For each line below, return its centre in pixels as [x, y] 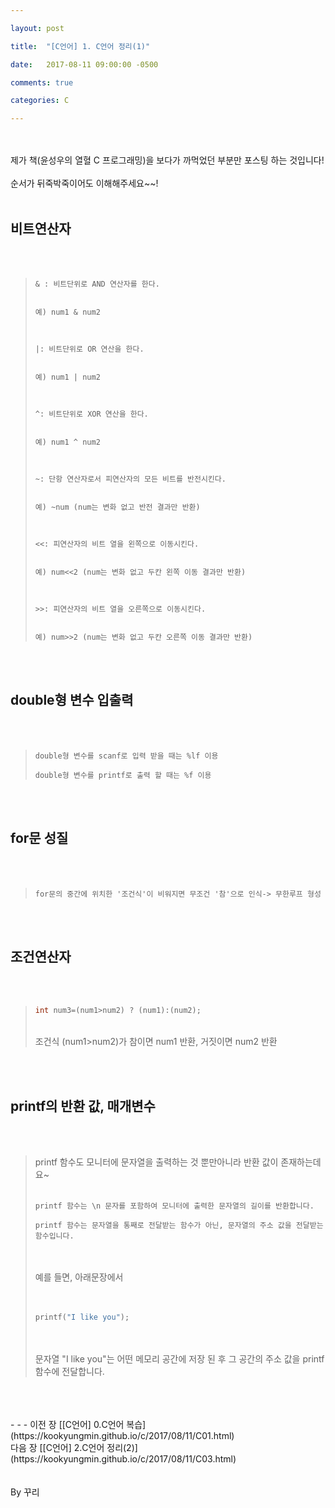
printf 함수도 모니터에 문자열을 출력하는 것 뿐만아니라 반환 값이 [156, 1162]
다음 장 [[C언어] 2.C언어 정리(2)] [74, 1447]
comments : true [42, 82]
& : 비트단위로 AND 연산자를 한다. [97, 284]
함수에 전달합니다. [69, 1371]
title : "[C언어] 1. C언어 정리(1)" [80, 46]
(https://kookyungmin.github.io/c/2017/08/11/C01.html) [122, 1435]
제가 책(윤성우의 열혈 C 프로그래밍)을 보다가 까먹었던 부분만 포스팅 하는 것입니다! [167, 160]
